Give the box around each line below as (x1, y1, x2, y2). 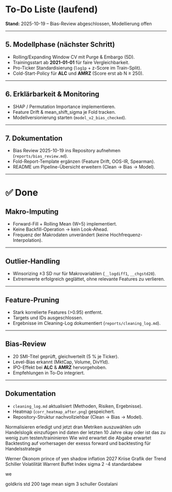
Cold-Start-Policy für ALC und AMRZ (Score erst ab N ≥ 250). (12, 70, 144, 76)
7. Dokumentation (5, 134, 63, 142)
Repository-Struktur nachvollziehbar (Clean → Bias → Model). (12, 414, 143, 420)
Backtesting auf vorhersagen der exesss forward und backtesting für (5, 440, 151, 446)
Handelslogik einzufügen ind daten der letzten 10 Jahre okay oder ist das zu (5, 429, 166, 435)
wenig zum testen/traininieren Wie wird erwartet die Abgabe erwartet (5, 435, 152, 441)
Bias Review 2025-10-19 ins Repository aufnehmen (12, 148, 121, 154)
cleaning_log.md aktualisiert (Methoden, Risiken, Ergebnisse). (12, 403, 143, 409)
